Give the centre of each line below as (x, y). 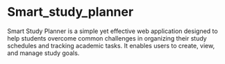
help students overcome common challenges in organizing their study (107, 38)
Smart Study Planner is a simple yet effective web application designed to (112, 31)
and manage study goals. (43, 53)
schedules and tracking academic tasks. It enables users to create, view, (111, 45)
